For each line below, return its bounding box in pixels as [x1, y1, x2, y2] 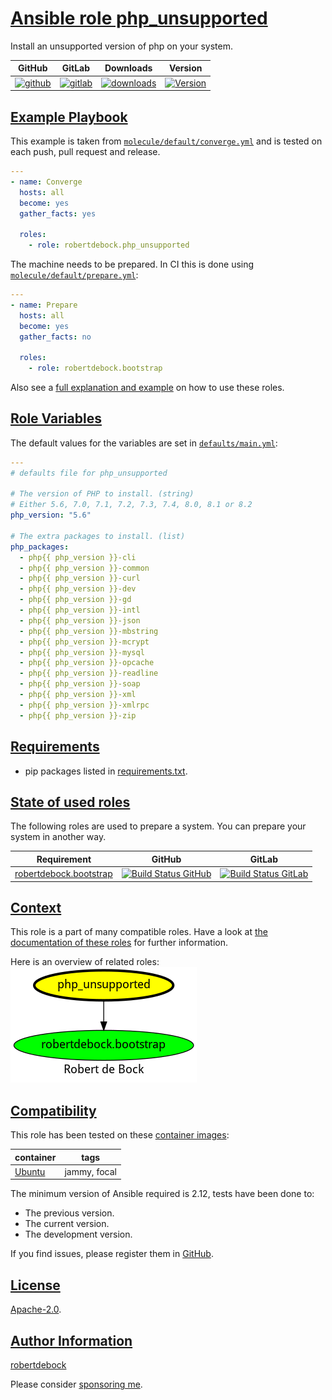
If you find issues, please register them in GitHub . [10, 1248, 214, 1260]
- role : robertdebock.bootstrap [28, 363, 163, 374]
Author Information [10, 1332, 133, 1349]
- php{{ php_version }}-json [19, 615, 141, 626]
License [10, 1277, 61, 1294]
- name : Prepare [10, 300, 78, 310]
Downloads [104, 62, 153, 74]
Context [10, 899, 62, 916]
